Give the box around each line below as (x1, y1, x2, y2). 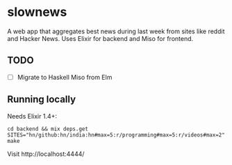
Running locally (7, 94, 76, 105)
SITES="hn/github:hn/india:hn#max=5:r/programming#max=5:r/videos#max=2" (7, 131, 226, 139)
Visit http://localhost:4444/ (7, 150, 85, 158)
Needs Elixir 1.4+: (7, 112, 58, 120)
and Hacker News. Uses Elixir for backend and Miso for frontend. (7, 34, 194, 42)
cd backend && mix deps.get (7, 125, 89, 132)
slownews (7, 4, 67, 20)
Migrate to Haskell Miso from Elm (17, 73, 113, 81)
